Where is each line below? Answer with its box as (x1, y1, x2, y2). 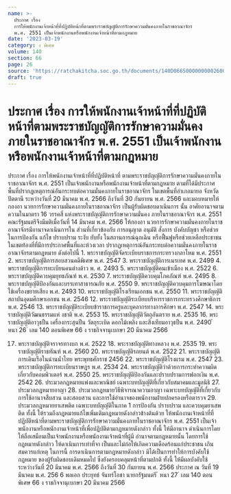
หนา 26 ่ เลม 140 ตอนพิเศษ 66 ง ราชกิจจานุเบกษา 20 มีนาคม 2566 (8, 326, 169, 334)
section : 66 (8, 55, 42, 62)
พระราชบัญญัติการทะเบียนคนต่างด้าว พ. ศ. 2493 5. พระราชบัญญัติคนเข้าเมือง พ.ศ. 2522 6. (8, 264, 219, 272)
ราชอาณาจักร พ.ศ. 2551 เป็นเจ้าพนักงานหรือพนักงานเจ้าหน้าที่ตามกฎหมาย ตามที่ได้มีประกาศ (8, 179, 215, 187)
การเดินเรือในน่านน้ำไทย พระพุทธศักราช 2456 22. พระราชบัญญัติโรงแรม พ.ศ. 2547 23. (17, 355, 223, 364)
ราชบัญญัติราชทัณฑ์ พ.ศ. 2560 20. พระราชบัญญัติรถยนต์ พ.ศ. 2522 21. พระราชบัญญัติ (17, 347, 220, 355)
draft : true (8, 73, 42, 81)
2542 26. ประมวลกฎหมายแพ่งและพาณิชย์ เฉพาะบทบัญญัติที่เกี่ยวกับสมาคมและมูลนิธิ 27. (17, 378, 220, 386)
